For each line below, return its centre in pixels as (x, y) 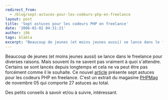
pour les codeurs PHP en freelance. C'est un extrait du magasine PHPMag (82, 77)
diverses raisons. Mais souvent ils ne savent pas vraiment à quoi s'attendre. (83, 61)
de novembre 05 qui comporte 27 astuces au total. (57, 83)
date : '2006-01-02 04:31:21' (35, 28)
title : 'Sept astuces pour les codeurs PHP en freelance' (67, 24)
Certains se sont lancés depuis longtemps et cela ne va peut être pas (76, 67)
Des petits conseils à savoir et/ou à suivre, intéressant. (61, 92)
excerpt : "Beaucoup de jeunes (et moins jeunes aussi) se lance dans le (82, 42)
